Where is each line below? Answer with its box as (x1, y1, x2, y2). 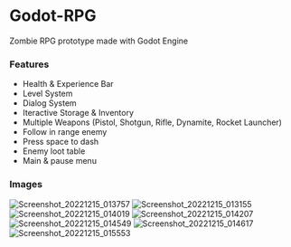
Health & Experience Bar (22, 79, 115, 90)
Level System (22, 88, 73, 100)
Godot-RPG (9, 5, 97, 26)
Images (9, 178, 43, 191)
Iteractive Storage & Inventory (22, 108, 134, 119)
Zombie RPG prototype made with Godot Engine (9, 35, 188, 46)
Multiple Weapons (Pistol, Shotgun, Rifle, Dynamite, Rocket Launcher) (22, 117, 283, 128)
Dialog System (22, 98, 77, 109)
